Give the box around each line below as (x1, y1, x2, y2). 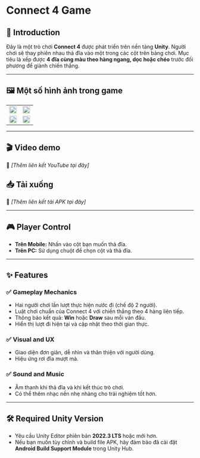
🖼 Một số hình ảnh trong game (6, 86, 123, 96)
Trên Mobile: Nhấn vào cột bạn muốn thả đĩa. (14, 241, 127, 248)
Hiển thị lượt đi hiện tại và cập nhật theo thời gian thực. (14, 320, 149, 327)
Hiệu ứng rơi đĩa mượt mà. (14, 355, 79, 363)
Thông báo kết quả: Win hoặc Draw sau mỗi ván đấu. (14, 314, 146, 321)
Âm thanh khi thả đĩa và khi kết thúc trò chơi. (14, 383, 125, 391)
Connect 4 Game (6, 4, 91, 17)
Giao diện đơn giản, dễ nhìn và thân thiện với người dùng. (14, 349, 155, 356)
